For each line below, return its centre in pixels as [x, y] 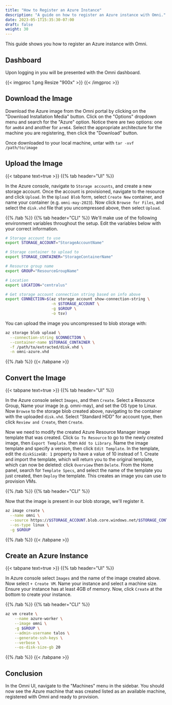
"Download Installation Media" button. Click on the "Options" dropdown [81, 116]
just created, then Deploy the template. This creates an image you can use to [86, 476]
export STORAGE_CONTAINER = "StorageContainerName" [59, 257]
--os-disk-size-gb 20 [37, 647]
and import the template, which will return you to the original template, [79, 460]
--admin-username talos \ [42, 633]
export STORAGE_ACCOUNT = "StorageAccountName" [55, 243]
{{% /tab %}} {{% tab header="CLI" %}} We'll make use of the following [81, 218]
